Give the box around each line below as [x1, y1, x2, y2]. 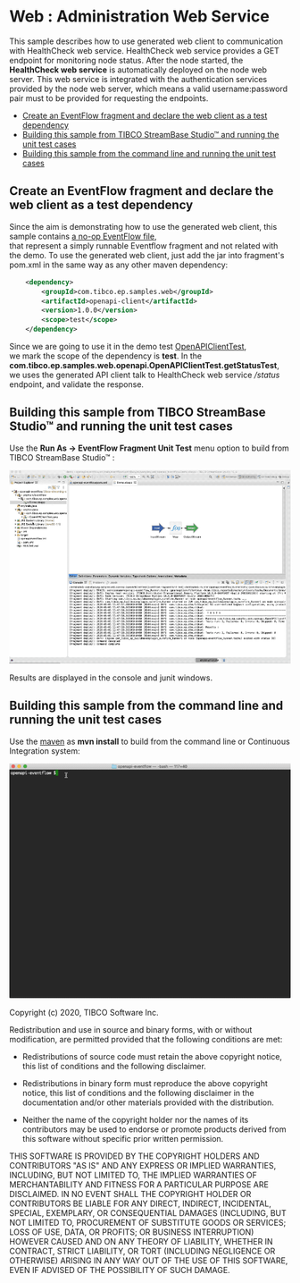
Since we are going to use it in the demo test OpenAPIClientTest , [9, 342, 247, 351]
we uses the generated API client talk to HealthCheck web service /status [9, 369, 280, 380]
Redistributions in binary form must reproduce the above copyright [21, 1077, 268, 1088]
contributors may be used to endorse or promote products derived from [21, 1124, 287, 1135]
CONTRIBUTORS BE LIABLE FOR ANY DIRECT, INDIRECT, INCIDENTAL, [9, 1198, 272, 1209]
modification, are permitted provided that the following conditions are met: [9, 1034, 283, 1044]
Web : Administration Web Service [9, 6, 270, 27]
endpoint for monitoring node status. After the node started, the [9, 55, 244, 65]
